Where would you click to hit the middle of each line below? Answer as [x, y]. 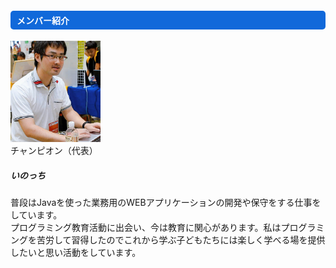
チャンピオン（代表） [54, 151]
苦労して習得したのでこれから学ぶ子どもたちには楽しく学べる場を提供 [181, 240]
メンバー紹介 [43, 20]
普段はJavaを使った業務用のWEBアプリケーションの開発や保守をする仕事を [166, 203]
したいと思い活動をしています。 [76, 253]
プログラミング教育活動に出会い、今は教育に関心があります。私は [146, 228]
